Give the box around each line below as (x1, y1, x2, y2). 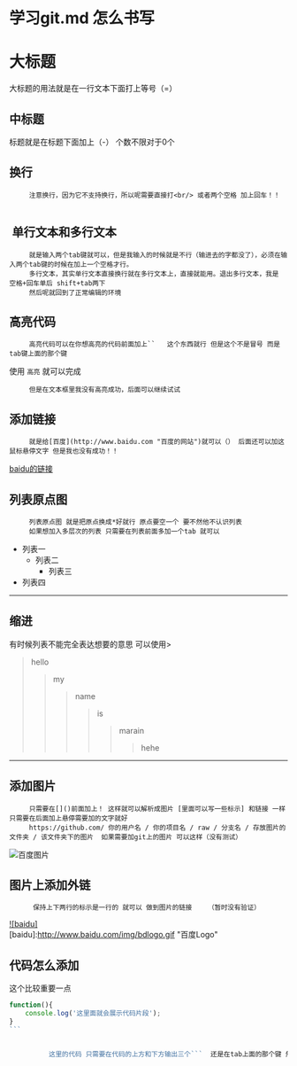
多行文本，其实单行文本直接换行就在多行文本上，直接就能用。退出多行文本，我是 (28, 269, 279, 278)
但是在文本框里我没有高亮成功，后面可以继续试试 (28, 385, 181, 394)
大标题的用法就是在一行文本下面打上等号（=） (9, 83, 178, 94)
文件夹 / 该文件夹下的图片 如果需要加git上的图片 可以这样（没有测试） (9, 832, 243, 842)
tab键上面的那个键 (9, 349, 68, 359)
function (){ (9, 1000, 53, 1010)
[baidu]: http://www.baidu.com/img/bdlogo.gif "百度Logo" (9, 930, 218, 940)
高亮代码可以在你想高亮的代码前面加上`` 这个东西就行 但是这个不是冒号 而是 (28, 340, 281, 349)
